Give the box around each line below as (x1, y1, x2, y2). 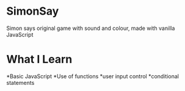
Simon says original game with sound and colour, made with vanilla (6, 24, 175, 32)
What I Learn (6, 53, 73, 67)
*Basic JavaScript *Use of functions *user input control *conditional (6, 72, 179, 80)
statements (6, 79, 35, 86)
